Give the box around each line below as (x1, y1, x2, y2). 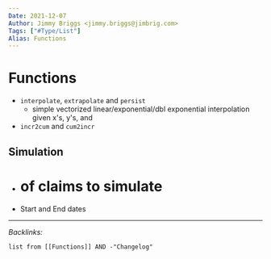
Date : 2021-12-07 (8, 11, 67, 20)
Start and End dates (19, 203, 86, 214)
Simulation (8, 144, 64, 158)
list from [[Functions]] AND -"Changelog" (8, 243, 153, 251)
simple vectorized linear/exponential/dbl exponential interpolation (31, 104, 250, 114)
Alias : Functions (8, 34, 67, 43)
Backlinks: (8, 227, 43, 236)
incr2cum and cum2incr (19, 122, 95, 132)
